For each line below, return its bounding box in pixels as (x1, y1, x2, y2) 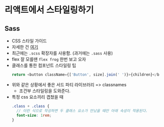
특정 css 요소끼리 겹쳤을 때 (11, 94, 64, 100)
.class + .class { (11, 103, 50, 108)
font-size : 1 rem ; (16, 113, 52, 118)
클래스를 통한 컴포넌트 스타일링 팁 (11, 62, 77, 68)
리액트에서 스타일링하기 (4, 4, 94, 16)
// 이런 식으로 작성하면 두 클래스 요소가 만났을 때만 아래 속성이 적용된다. (16, 108, 148, 113)
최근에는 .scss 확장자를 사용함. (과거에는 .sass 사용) (11, 50, 113, 56)
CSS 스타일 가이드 (11, 38, 47, 44)
